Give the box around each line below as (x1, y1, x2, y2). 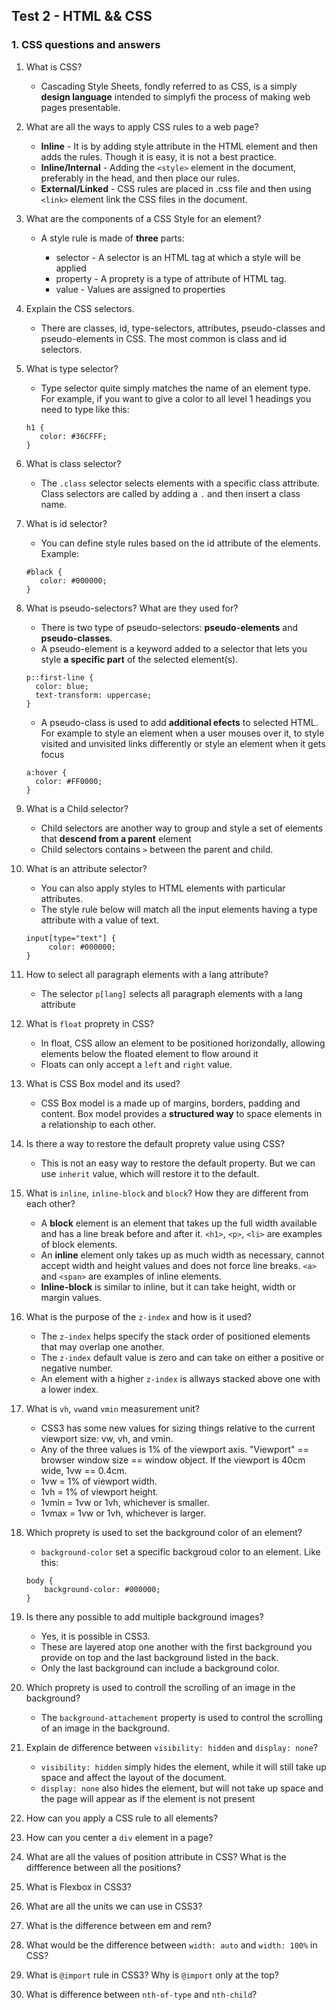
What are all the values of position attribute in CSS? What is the (25, 1850, 287, 1863)
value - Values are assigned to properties (55, 283, 226, 295)
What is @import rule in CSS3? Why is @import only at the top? (25, 1969, 279, 1981)
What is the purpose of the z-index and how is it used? (25, 1310, 252, 1323)
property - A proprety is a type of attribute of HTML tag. (55, 272, 287, 284)
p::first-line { (25, 672, 94, 683)
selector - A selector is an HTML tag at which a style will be (55, 251, 301, 263)
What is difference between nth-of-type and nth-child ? (25, 1988, 258, 2000)
